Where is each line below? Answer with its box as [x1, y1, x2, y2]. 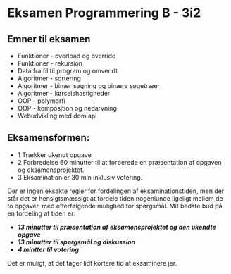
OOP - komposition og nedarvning [17, 104, 118, 112]
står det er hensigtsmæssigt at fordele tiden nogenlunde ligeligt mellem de [7, 194, 223, 202]
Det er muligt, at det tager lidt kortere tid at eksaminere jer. [7, 259, 177, 267]
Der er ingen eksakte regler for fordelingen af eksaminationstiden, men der [7, 187, 225, 195]
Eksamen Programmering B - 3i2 [7, 5, 201, 21]
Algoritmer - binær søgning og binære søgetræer [17, 82, 161, 89]
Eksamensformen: [7, 132, 90, 144]
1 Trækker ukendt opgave [17, 150, 92, 159]
